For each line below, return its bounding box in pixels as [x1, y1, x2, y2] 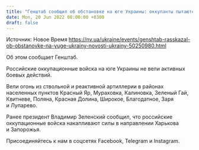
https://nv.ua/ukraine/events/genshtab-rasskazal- [68, 36, 191, 43]
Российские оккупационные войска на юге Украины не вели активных [6, 65, 185, 72]
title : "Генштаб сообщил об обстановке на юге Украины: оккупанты [6, 8, 174, 15]
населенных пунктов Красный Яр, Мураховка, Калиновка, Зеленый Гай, [6, 90, 189, 97]
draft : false [6, 20, 38, 25]
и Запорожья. [6, 126, 41, 133]
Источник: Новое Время [6, 36, 68, 43]
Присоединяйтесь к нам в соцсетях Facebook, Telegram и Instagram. [6, 138, 180, 145]
